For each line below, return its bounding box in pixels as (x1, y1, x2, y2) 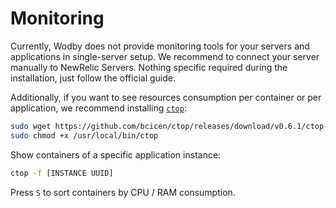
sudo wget (10, 121, 52, 131)
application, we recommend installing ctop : (10, 102, 187, 114)
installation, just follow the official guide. (10, 72, 177, 84)
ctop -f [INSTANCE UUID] (10, 168, 114, 178)
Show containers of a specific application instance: (10, 148, 222, 161)
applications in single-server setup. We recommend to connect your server (10, 50, 320, 62)
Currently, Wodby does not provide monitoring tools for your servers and (10, 40, 310, 52)
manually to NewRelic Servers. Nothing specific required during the (10, 61, 288, 73)
